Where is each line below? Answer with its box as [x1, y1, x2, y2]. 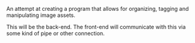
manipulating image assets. [6, 12, 75, 19]
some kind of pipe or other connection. [6, 30, 105, 37]
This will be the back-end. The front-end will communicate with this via [6, 24, 186, 30]
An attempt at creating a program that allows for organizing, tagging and [6, 5, 189, 12]
